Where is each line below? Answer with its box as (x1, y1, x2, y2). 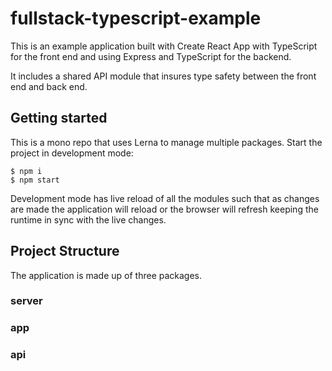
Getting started (10, 110, 108, 127)
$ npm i (10, 166, 43, 176)
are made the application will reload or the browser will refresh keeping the (10, 203, 319, 215)
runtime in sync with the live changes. (10, 213, 167, 226)
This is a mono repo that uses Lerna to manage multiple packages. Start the (10, 136, 323, 148)
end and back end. (10, 80, 88, 92)
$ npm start (10, 175, 60, 185)
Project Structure (10, 243, 120, 260)
